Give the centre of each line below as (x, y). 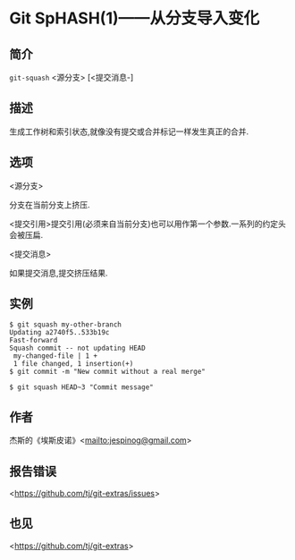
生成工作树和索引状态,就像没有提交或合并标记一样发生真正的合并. (129, 132)
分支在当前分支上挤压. (50, 204)
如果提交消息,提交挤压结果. (59, 273)
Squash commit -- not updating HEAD (77, 348)
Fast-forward (34, 341)
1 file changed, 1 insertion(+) (73, 364)
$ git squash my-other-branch (66, 325)
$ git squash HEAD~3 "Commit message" (81, 387)
